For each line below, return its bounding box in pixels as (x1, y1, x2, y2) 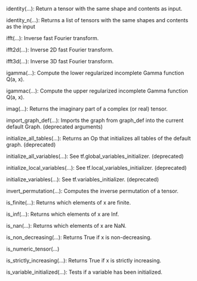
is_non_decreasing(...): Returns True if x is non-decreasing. (6, 234, 152, 241)
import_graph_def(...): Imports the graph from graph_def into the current (6, 117, 184, 124)
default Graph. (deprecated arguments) (6, 123, 103, 130)
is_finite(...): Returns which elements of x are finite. (6, 199, 131, 206)
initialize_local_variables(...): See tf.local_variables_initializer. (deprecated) (6, 164, 187, 171)
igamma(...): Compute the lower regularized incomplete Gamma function (6, 69, 184, 77)
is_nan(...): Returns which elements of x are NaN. (6, 222, 127, 229)
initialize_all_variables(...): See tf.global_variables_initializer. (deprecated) (6, 152, 184, 160)
